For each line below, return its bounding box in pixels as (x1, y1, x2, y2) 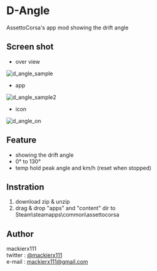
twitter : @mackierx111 (6, 251, 63, 259)
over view (15, 58, 40, 65)
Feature (6, 135, 37, 146)
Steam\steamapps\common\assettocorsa (15, 211, 120, 218)
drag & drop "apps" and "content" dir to (15, 204, 116, 212)
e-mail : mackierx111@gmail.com (6, 258, 88, 265)
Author (6, 229, 34, 239)
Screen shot (6, 42, 54, 52)
